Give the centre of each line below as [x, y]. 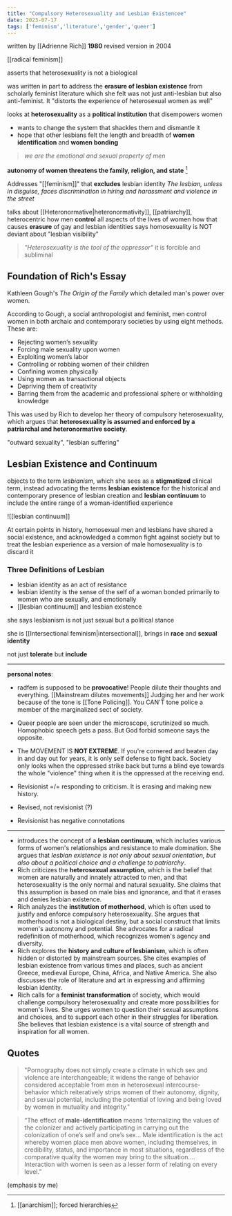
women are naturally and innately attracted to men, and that [102, 877]
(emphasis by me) [33, 1185]
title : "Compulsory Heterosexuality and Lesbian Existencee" [97, 13]
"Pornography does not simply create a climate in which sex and [116, 1070]
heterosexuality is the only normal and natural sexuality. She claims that [119, 884]
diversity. [30, 943]
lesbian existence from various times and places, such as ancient [110, 965]
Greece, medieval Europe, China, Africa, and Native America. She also [117, 973]
